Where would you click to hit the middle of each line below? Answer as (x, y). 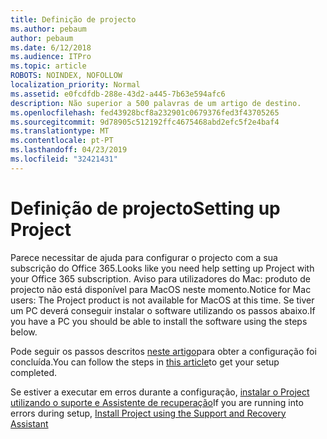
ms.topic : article (48, 66)
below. (24, 332)
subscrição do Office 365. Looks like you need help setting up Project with (162, 268)
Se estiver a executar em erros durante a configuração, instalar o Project (160, 392)
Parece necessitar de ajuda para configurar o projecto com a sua (144, 257)
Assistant (29, 423)
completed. (33, 372)
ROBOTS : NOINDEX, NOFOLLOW (66, 76)
